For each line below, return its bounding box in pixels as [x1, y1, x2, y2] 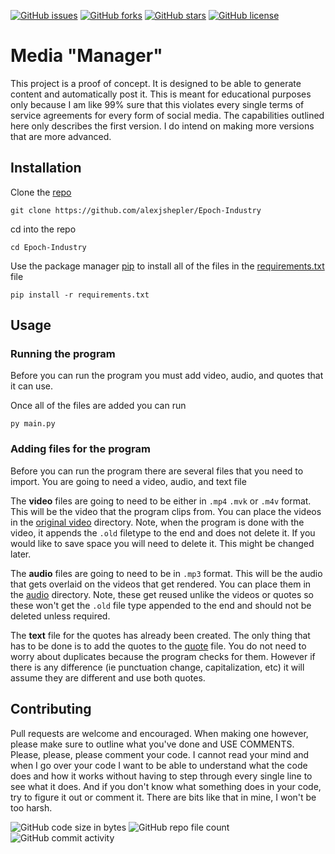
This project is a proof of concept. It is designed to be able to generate [10, 77, 302, 89]
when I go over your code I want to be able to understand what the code [10, 759, 308, 771]
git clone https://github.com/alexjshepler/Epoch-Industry [10, 205, 262, 215]
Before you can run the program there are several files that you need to [10, 465, 304, 477]
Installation [10, 160, 82, 177]
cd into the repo [10, 223, 77, 235]
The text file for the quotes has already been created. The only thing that [10, 629, 311, 641]
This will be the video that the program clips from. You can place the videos [10, 505, 322, 517]
